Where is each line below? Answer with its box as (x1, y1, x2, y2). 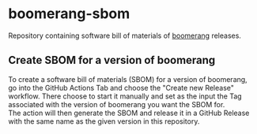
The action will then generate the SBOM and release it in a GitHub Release (8, 108, 250, 117)
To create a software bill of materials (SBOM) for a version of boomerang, (8, 74, 248, 84)
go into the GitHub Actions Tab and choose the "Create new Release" (8, 83, 235, 92)
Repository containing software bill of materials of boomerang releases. (8, 31, 241, 40)
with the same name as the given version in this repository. (8, 116, 200, 126)
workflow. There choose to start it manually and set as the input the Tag (8, 91, 243, 101)
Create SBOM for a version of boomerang (8, 54, 216, 67)
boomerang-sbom (8, 5, 130, 23)
